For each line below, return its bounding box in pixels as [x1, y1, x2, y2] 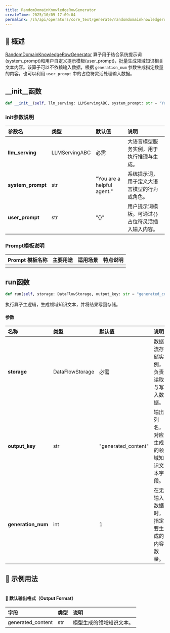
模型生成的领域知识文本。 [72, 619, 134, 626]
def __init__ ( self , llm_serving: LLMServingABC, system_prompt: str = [5, 101, 157, 106]
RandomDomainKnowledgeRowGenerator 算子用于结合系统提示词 [5, 51, 142, 57]
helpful [95, 182, 112, 189]
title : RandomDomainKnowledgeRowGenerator [5, 7, 96, 13]
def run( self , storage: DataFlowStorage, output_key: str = [5, 292, 135, 297]
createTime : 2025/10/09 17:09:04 [5, 12, 76, 17]
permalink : [5, 17, 28, 22]
